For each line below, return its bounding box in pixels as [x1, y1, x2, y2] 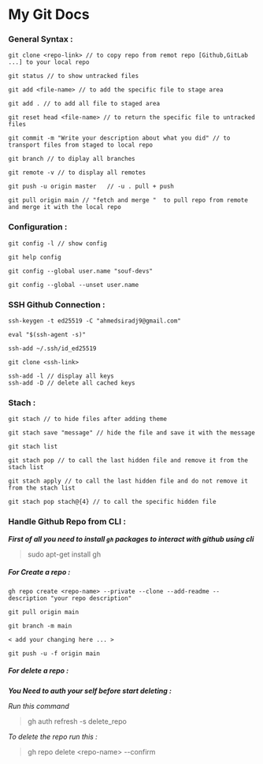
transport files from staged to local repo [8, 141, 154, 149]
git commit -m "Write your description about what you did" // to [8, 134, 231, 143]
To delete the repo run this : [8, 732, 98, 741]
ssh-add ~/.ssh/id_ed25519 [8, 345, 97, 352]
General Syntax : [8, 34, 73, 45]
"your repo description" [50, 594, 132, 602]
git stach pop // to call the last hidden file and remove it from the [8, 457, 248, 464]
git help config [8, 253, 61, 261]
